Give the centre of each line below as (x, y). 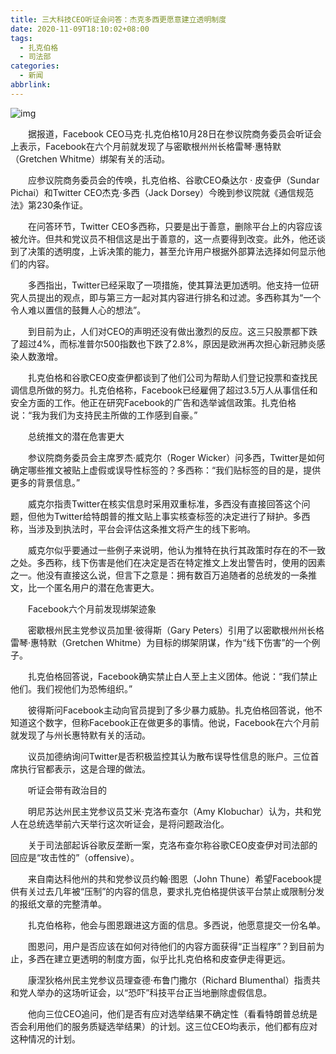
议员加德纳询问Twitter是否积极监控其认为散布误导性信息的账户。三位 (169, 756)
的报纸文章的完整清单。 (58, 903)
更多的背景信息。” (45, 482)
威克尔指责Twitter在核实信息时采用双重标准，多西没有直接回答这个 (164, 503)
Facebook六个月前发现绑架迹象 (92, 608)
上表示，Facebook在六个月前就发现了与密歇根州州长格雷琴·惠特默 (146, 146)
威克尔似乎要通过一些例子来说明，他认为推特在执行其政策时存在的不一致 (176, 550)
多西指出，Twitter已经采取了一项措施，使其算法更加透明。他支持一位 (169, 285)
